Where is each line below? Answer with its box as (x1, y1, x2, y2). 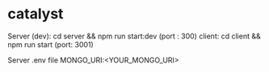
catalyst (7, 5, 64, 23)
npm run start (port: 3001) (7, 39, 94, 49)
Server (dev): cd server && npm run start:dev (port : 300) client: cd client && (7, 31, 261, 41)
